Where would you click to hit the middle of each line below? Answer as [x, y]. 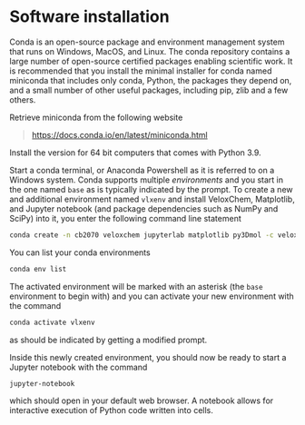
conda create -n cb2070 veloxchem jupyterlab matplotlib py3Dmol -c [142, 235]
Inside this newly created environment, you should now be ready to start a [148, 357]
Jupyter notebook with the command [79, 367]
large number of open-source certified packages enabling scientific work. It [151, 61]
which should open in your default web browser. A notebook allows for [142, 400]
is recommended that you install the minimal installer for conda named [141, 71]
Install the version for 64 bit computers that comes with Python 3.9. [135, 153]
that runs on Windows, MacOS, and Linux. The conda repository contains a [150, 51]
